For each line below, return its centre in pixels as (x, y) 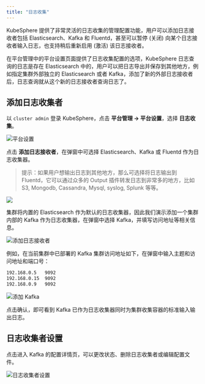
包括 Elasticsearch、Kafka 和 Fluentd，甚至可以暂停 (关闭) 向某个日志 (105, 38)
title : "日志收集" (28, 12)
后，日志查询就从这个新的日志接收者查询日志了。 (68, 81)
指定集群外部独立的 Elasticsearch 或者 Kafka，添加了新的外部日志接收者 (102, 73)
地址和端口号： (30, 261)
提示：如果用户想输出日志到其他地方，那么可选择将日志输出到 (99, 172)
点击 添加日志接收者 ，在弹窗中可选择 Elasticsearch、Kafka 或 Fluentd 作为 (100, 152)
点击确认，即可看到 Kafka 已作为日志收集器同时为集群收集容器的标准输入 (98, 310)
